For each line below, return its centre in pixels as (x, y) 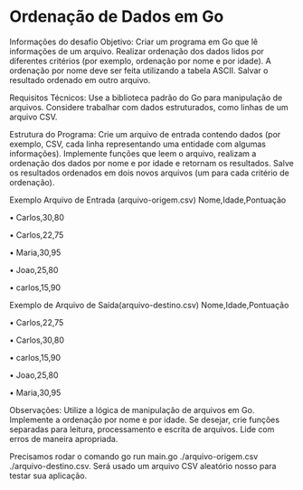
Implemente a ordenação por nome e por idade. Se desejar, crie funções (145, 419)
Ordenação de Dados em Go (117, 17)
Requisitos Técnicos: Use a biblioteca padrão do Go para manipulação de (146, 98)
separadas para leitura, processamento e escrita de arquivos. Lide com (142, 429)
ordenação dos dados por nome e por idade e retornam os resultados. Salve (151, 163)
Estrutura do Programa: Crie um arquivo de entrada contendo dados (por (145, 134)
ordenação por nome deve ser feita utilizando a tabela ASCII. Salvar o (139, 71)
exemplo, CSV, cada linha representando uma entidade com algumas (138, 144)
